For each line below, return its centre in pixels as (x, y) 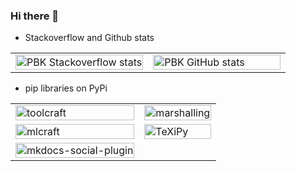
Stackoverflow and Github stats (89, 38)
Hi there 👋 (35, 16)
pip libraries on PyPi (66, 88)
